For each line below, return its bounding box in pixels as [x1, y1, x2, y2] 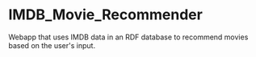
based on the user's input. [8, 40, 95, 50]
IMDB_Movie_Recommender [8, 6, 204, 24]
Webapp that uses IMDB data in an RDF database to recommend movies [8, 32, 249, 42]
